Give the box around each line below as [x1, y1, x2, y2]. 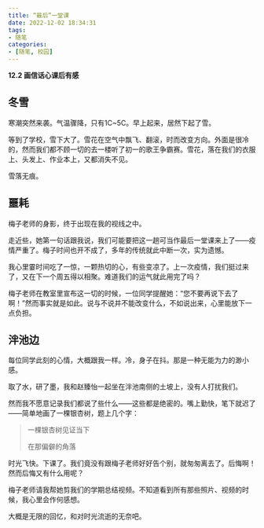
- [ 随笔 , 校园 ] [8, 48, 53, 56]
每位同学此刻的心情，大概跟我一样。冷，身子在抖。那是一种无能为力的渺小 [8, 355, 249, 365]
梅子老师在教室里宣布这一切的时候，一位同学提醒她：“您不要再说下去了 [8, 288, 239, 298]
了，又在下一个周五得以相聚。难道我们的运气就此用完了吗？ [8, 272, 201, 281]
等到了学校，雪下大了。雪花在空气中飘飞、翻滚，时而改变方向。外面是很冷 [8, 134, 249, 144]
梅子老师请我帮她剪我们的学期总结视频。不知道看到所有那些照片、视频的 [8, 485, 242, 495]
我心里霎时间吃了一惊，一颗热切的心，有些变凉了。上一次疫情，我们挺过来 [8, 262, 249, 271]
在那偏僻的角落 [27, 442, 76, 452]
